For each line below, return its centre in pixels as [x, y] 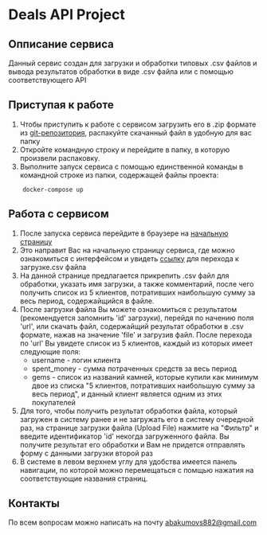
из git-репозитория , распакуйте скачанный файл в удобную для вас [136, 132]
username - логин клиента [76, 360]
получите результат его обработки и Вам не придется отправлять [132, 444]
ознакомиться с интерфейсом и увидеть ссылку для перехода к [129, 258]
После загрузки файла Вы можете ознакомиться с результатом [128, 309]
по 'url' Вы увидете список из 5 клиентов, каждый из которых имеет [136, 343]
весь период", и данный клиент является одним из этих [127, 394]
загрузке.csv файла [53, 267]
